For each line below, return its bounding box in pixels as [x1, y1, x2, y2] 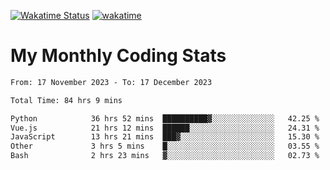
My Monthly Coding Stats [10, 45, 227, 67]
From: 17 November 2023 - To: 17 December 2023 [10, 77, 213, 87]
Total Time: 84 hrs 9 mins [10, 95, 123, 105]
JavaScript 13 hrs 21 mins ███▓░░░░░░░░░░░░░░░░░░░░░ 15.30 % [10, 132, 320, 142]
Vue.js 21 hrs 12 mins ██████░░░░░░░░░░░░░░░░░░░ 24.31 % [10, 123, 320, 133]
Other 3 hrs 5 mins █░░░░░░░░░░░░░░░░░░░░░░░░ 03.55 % [10, 141, 320, 152]
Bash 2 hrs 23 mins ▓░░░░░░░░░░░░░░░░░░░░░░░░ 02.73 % [10, 151, 320, 161]
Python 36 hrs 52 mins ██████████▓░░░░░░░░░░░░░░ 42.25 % [10, 113, 320, 124]
